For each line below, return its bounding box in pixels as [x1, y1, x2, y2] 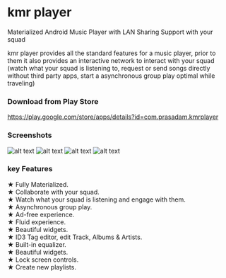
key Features [7, 164, 53, 174]
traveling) [7, 79, 35, 87]
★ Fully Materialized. [7, 180, 69, 188]
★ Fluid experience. [7, 217, 66, 226]
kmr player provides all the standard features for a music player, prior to [7, 49, 216, 57]
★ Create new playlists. [7, 262, 76, 271]
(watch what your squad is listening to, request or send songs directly [7, 64, 210, 72]
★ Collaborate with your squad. [7, 187, 100, 196]
